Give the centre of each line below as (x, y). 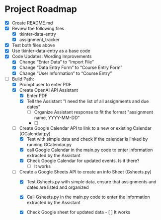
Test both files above (33, 45)
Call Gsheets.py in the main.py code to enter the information (88, 197)
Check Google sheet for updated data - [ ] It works (79, 212)
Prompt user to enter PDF (45, 84)
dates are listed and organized (58, 187)
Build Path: (23, 79)
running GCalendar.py (49, 145)
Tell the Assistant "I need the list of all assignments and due (88, 101)
